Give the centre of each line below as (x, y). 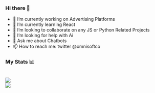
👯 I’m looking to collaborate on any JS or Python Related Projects (81, 30)
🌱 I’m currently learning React (44, 24)
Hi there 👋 (18, 8)
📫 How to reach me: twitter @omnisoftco (57, 46)
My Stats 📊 (20, 62)
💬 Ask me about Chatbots (40, 41)
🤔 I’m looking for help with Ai (43, 36)
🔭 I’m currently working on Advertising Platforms (64, 19)
